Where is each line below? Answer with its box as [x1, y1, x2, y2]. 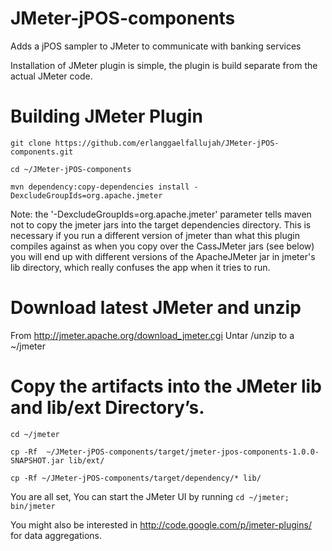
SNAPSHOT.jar [10, 455, 65, 466]
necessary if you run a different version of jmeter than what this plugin [10, 229, 300, 241]
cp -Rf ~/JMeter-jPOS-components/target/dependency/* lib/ [10, 473, 262, 483]
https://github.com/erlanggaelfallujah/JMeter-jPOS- [54, 138, 280, 148]
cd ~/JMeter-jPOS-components [10, 164, 132, 174]
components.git [10, 147, 74, 157]
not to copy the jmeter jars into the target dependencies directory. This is [10, 218, 312, 231]
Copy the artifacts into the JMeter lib [10, 375, 322, 397]
